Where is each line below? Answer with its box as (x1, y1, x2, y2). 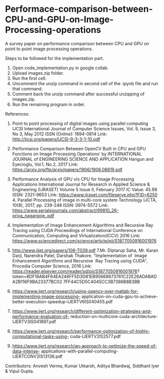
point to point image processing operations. (5, 46, 93, 52)
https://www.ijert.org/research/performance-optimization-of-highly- (12, 328, 150, 334)
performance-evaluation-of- (12, 313, 70, 319)
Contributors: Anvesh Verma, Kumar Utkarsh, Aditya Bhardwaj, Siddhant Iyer (5, 363, 160, 369)
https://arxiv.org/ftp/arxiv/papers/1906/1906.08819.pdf (12, 166, 123, 173)
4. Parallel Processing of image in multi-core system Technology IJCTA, (12, 197, 157, 203)
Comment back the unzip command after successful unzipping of (12, 91, 145, 97)
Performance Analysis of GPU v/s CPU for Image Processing (12, 176, 135, 182)
